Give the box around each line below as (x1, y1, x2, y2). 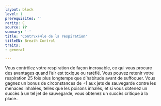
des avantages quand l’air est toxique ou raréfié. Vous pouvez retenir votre (5, 70, 154, 76)
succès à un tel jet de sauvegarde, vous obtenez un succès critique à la (5, 90, 148, 96)
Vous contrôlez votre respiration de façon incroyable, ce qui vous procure (5, 65, 152, 70)
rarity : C (5, 20, 25, 26)
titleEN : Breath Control (5, 39, 55, 43)
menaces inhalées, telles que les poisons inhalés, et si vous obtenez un (5, 85, 148, 91)
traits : (5, 43, 21, 48)
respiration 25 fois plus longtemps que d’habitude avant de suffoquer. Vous (5, 75, 156, 81)
